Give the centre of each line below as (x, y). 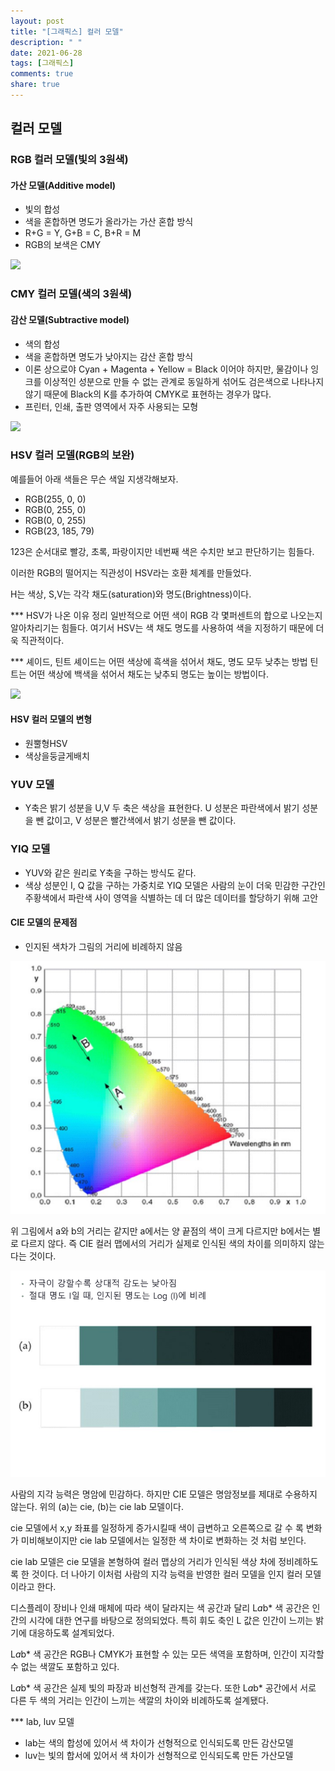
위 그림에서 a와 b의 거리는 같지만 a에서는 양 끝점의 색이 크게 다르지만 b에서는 (160, 1231)
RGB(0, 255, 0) (55, 509)
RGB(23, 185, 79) (59, 531)
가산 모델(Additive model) (63, 185)
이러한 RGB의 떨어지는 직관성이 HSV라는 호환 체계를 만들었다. (131, 572)
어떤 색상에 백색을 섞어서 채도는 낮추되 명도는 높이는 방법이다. (148, 674)
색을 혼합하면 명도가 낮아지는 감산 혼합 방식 (109, 356)
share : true (35, 85)
